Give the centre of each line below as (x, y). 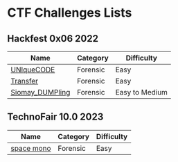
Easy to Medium (142, 92)
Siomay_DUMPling (41, 92)
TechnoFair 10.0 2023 (55, 117)
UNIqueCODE (33, 70)
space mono (31, 148)
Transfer (25, 81)
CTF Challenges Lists (70, 13)
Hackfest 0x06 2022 (53, 39)
